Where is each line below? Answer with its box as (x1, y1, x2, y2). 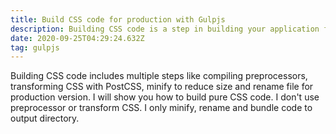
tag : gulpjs (10, 42, 60, 53)
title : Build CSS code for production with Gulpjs (10, 14, 226, 25)
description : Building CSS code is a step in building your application (10, 24, 320, 34)
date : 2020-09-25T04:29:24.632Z (10, 33, 145, 43)
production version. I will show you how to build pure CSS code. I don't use (10, 91, 320, 103)
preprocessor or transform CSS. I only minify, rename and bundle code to (10, 102, 313, 114)
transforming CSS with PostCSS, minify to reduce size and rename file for (10, 81, 314, 93)
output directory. (10, 112, 80, 125)
